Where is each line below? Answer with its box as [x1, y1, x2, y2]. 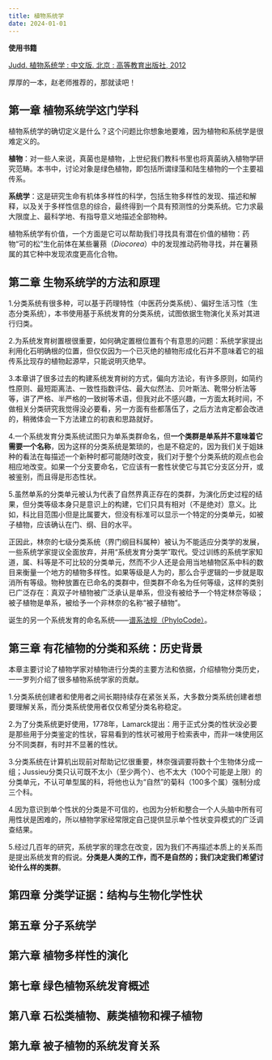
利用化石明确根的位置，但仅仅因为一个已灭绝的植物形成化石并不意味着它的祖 [8, 346, 264, 356]
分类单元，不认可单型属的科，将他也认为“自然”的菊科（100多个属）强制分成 [8, 777, 261, 786]
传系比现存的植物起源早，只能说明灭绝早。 [8, 357, 151, 366]
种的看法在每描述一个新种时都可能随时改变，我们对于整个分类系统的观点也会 [8, 452, 264, 461]
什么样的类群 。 [15, 862, 66, 872]
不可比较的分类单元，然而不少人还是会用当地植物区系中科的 [57, 557, 257, 567]
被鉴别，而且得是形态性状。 [8, 472, 101, 482]
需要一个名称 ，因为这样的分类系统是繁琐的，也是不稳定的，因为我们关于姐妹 [8, 442, 264, 452]
